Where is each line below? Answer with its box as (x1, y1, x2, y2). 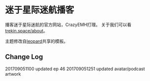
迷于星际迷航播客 (5, 4, 75, 16)
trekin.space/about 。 (5, 27, 48, 33)
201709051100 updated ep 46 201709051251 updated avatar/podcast (5, 66, 145, 72)
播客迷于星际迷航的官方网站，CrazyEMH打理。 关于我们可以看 (5, 22, 132, 27)
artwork (5, 71, 21, 77)
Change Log (5, 53, 43, 61)
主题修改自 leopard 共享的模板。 (5, 38, 68, 44)
